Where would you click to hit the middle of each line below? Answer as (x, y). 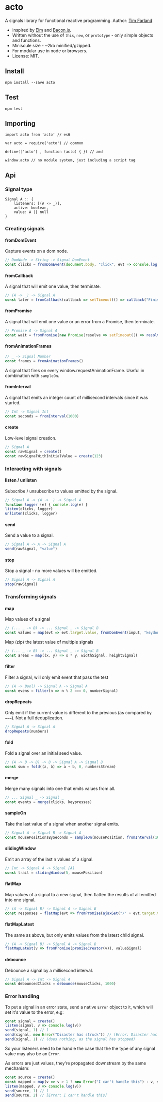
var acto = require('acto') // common (44, 143)
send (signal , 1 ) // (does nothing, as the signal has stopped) (70, 1039)
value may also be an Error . (33, 1053)
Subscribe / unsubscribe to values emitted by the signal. (61, 491)
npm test (14, 109)
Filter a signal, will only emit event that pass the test (57, 677)
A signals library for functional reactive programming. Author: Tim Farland (79, 20)
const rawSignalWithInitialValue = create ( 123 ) (54, 456)
